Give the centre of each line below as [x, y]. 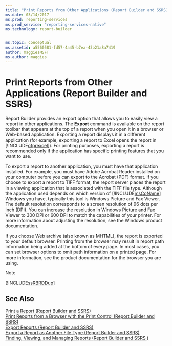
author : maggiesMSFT [27, 52]
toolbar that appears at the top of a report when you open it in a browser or [84, 129]
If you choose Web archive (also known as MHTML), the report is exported [84, 236]
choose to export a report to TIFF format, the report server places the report [85, 182]
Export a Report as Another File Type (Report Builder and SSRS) [72, 333]
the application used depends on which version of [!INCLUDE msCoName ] [83, 193]
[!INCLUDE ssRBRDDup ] [30, 283]
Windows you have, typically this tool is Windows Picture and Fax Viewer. [83, 199]
